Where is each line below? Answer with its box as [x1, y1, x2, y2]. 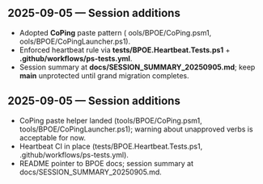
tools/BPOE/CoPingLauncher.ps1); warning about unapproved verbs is [19, 124, 253, 134]
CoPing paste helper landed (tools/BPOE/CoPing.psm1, [19, 115, 203, 125]
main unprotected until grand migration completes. [19, 70, 189, 80]
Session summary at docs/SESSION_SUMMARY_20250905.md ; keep [19, 62, 256, 72]
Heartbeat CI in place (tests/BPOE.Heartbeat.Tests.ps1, [19, 141, 203, 151]
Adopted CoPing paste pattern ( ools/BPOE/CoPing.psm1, [19, 27, 212, 37]
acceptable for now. [19, 132, 87, 142]
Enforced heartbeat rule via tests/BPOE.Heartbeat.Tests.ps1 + [19, 44, 231, 55]
